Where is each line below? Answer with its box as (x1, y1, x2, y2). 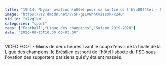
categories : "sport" (5, 21, 48, 26)
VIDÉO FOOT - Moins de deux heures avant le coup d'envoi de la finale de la (5, 44, 161, 49)
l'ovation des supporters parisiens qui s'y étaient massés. (5, 54, 123, 60)
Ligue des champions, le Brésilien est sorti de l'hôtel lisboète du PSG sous (5, 49, 156, 55)
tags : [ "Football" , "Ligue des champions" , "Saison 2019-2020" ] (5, 26, 136, 31)
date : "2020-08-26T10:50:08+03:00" (5, 30, 79, 35)
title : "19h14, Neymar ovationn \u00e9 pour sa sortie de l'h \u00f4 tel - (5, 7, 158, 12)
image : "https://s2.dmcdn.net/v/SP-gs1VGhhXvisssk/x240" (5, 12, 125, 17)
